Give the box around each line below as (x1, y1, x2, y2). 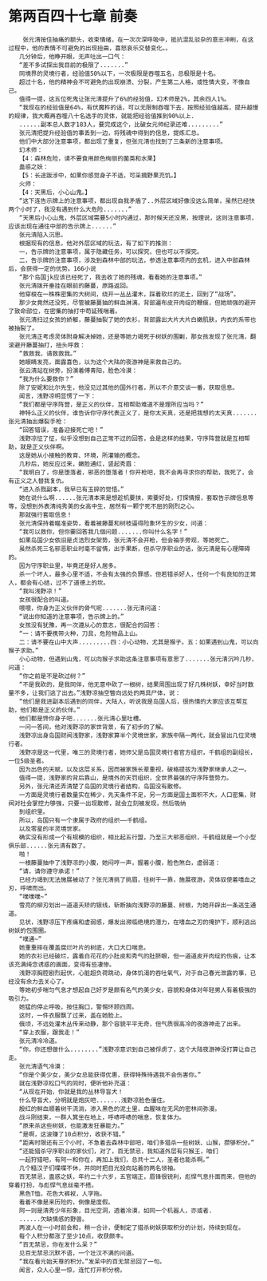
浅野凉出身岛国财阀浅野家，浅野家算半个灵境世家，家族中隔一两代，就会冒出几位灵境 (18, 732, 257, 740)
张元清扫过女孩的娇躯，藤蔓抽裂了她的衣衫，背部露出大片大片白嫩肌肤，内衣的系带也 (18, 315, 257, 323)
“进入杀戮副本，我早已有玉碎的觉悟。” (18, 485, 124, 494)
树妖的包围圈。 (8, 926, 50, 934)
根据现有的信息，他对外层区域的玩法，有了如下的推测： (18, 239, 174, 248)
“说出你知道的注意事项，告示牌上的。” (18, 613, 124, 621)
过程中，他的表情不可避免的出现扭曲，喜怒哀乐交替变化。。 (8, 44, 171, 52)
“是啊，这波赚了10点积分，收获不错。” (18, 1130, 126, 1138)
